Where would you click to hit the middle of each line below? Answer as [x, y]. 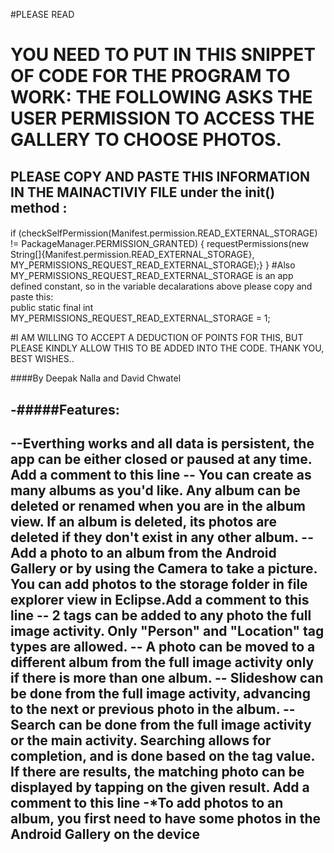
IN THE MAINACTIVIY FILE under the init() [143, 192]
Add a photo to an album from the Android [143, 552]
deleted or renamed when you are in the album [158, 505]
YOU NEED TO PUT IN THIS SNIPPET [163, 55]
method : [39, 207]
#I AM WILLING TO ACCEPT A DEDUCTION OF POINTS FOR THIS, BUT [157, 338]
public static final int [52, 308]
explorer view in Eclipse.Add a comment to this [160, 599]
